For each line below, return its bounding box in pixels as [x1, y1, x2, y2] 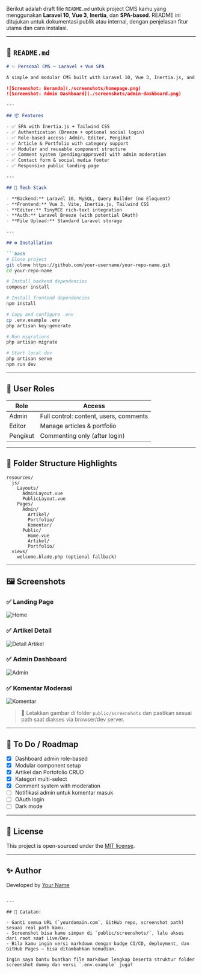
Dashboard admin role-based [14, 755, 88, 762]
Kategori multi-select [14, 775, 67, 783]
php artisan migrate [6, 339, 58, 345]
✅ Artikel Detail [6, 626, 52, 635]
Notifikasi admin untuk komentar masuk [14, 789, 114, 796]
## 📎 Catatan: [6, 909, 42, 915]
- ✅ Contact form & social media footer [6, 157, 110, 164]
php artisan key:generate [6, 322, 71, 328]
